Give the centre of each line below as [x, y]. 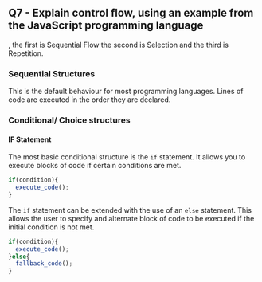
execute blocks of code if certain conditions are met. [95, 166]
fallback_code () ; [44, 264]
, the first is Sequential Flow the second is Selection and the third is [119, 45]
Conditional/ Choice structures [69, 120]
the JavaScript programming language [106, 26]
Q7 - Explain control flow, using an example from [131, 13]
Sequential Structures [52, 73]
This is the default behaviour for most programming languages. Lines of [126, 92]
